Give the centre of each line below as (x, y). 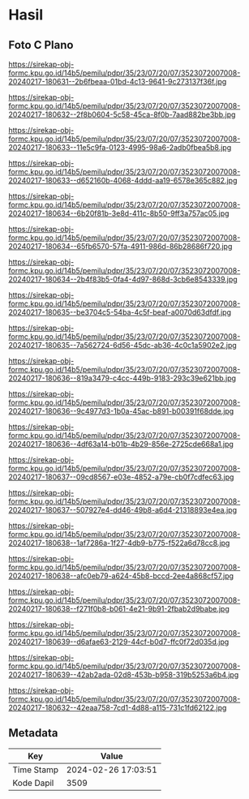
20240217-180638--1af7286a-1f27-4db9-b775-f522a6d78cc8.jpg (119, 543)
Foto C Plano (41, 45)
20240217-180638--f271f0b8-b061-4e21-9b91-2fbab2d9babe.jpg (119, 609)
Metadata (33, 733)
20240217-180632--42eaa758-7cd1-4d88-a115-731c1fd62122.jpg (118, 708)
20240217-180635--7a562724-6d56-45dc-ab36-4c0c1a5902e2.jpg (122, 345)
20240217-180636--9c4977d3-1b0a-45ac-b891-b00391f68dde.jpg (121, 411)
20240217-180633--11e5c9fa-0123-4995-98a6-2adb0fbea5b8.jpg (120, 147)
